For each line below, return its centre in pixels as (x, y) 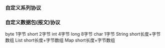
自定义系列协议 (23, 7)
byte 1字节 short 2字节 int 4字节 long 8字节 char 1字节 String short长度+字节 (83, 34)
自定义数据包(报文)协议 (33, 22)
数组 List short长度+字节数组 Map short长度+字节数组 (60, 40)
